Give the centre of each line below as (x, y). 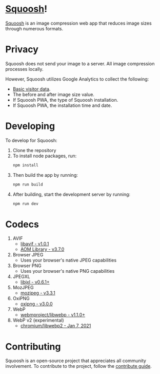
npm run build (28, 184)
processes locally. (24, 69)
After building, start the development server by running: (72, 194)
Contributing (33, 347)
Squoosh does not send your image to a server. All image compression (80, 63)
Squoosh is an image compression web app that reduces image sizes (79, 23)
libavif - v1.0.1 (35, 244)
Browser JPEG (28, 255)
